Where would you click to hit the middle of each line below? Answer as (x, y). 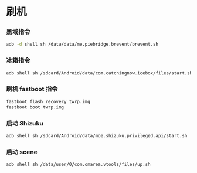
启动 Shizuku (25, 123)
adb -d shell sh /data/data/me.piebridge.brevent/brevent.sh (82, 45)
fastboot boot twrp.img (35, 107)
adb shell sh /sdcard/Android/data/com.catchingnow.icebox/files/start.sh (99, 73)
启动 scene (22, 152)
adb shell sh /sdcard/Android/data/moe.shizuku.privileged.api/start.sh (97, 135)
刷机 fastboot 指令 (32, 89)
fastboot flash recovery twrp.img (48, 101)
